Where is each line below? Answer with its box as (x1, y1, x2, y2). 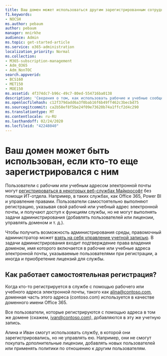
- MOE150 (5, 86, 23, 91)
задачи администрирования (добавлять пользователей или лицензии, (5, 214, 155, 220)
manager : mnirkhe (5, 30, 41, 35)
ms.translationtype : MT (5, 109, 55, 115)
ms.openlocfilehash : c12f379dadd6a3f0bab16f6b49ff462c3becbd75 (5, 100, 139, 105)
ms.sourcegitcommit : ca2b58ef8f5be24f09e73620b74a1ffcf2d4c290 (5, 105, 139, 110)
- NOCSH (5, 16, 21, 21)
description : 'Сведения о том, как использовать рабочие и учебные (5, 95, 148, 100)
